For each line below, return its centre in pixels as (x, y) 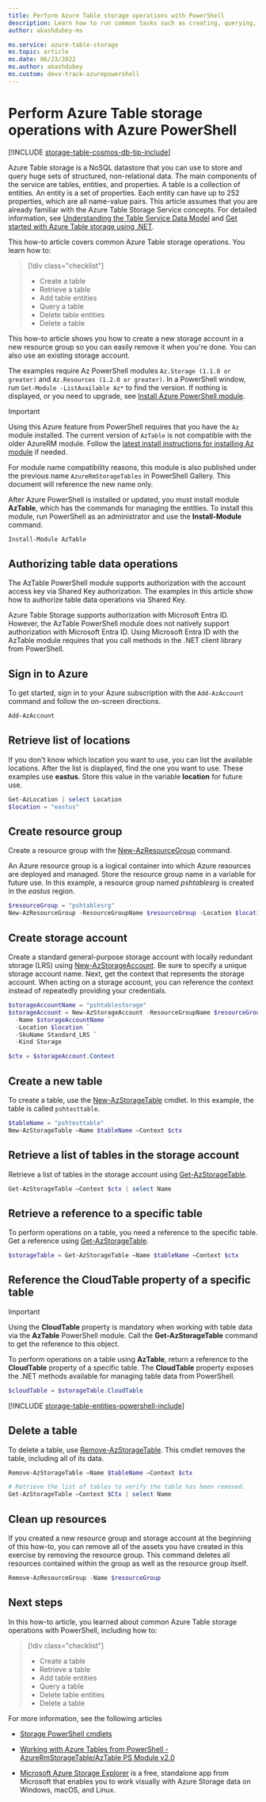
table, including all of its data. (56, 1458)
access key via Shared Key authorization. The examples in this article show (131, 591)
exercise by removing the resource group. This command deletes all (119, 1555)
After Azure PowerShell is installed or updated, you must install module (124, 499)
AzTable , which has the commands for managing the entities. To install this (131, 507)
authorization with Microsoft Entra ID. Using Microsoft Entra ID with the (123, 632)
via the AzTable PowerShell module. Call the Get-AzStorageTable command (133, 1335)
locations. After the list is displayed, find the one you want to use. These (126, 768)
